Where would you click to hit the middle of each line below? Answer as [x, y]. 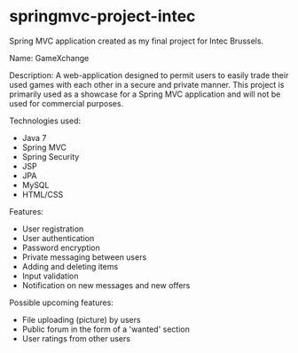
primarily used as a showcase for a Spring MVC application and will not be [145, 94]
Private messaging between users [84, 257]
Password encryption [61, 247]
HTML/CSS [43, 194]
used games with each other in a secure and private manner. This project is [147, 84]
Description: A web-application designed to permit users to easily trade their [149, 75]
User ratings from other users [76, 338]
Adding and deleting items [70, 266]
